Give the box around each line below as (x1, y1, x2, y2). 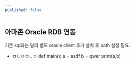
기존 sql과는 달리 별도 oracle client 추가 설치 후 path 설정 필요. (5, 42, 130, 49)
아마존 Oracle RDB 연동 (5, 28, 76, 36)
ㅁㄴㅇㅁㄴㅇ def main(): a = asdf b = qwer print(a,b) (12, 53, 121, 59)
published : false (5, 7, 42, 13)
